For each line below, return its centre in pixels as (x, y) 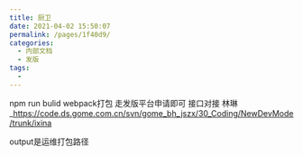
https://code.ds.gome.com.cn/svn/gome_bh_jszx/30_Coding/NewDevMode (153, 113)
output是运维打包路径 (49, 142)
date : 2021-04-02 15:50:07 (60, 26)
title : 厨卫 (30, 18)
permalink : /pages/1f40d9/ (60, 34)
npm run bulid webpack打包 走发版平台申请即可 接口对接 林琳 (124, 103)
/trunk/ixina (31, 123)
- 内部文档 (35, 51)
